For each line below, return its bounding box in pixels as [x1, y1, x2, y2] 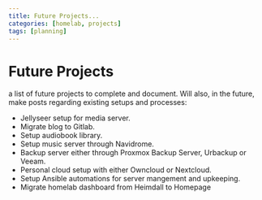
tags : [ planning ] [8, 27, 67, 35]
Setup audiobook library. [19, 131, 103, 141]
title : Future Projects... [8, 11, 100, 20]
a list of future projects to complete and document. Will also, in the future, [8, 89, 256, 98]
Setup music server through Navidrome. [19, 139, 154, 149]
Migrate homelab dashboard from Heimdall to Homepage [19, 182, 212, 192]
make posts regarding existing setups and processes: [8, 98, 187, 107]
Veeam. [19, 156, 46, 167]
